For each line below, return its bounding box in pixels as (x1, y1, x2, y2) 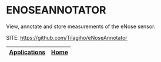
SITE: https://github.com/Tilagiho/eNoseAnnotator (6, 34, 128, 41)
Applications (9, 48, 46, 56)
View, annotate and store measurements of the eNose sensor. (6, 23, 156, 30)
